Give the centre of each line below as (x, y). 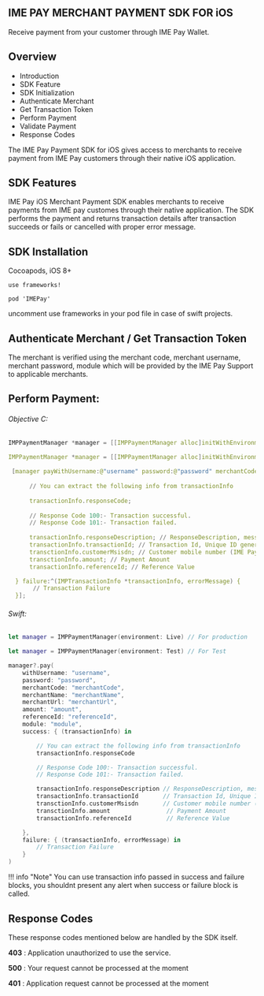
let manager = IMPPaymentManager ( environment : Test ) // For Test (117, 651)
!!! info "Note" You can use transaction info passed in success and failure (126, 877)
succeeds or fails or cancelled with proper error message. (102, 227)
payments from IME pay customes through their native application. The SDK (131, 210)
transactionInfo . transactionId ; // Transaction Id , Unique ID (133, 545)
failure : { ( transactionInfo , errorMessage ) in (101, 840)
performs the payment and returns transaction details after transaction (123, 218)
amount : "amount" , (52, 710)
